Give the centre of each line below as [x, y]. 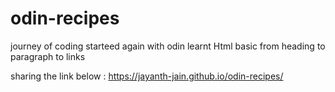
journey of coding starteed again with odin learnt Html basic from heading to [168, 46]
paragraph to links [48, 56]
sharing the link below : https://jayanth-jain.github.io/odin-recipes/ [147, 76]
